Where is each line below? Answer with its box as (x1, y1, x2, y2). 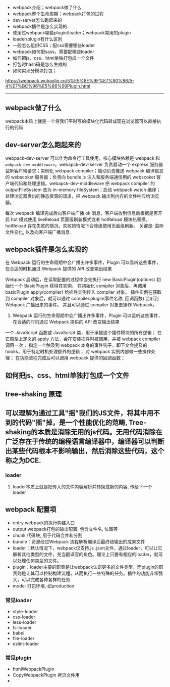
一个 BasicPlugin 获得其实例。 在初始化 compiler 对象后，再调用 (14, 283, 147, 289)
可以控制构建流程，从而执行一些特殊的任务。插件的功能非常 (34, 570, 159, 576)
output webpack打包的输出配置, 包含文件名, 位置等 (12, 526, 118, 532)
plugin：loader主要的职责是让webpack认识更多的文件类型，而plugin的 (12, 564, 159, 570)
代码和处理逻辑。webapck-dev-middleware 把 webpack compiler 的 (14, 180, 155, 186)
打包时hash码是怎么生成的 (12, 61, 67, 67)
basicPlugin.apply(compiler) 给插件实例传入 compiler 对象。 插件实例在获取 (5, 289, 162, 295)
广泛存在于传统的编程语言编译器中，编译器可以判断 (5, 437, 164, 446)
